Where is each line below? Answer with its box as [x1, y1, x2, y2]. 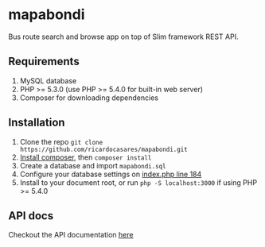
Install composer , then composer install [19, 152, 152, 162]
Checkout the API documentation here [8, 230, 134, 240]
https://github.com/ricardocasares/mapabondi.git [19, 145, 189, 153]
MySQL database [19, 75, 77, 85]
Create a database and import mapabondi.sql [19, 160, 166, 170]
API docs [8, 209, 54, 222]
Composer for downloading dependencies [19, 93, 159, 102]
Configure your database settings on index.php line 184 [19, 169, 202, 179]
